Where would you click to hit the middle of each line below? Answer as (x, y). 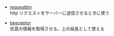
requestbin (21, 7)
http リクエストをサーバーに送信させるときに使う (59, 13)
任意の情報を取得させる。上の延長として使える (57, 29)
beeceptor (20, 23)
